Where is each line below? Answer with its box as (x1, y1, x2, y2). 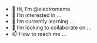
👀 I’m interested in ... (11, 12, 62, 19)
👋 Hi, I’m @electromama (11, 6, 71, 12)
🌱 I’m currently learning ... (11, 18, 75, 24)
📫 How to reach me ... (11, 31, 66, 37)
